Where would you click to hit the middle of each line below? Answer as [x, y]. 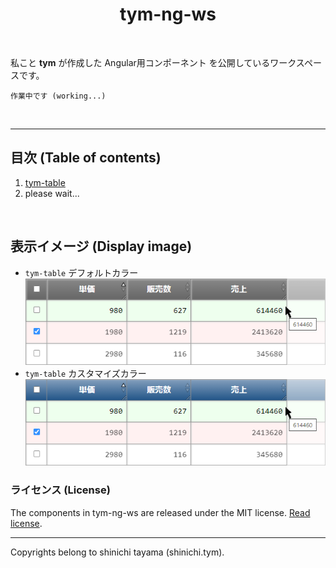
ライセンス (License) [60, 490]
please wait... [52, 193]
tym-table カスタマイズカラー [85, 374]
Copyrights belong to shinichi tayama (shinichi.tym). [117, 552]
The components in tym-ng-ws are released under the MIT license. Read [160, 512]
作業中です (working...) [58, 96]
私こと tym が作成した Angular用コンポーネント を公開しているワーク [153, 62]
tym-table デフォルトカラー [81, 272]
